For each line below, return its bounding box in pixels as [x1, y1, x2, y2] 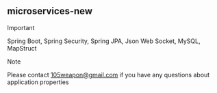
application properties [7, 78, 70, 86]
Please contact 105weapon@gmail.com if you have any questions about [7, 70, 210, 79]
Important [7, 23, 35, 31]
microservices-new [7, 5, 93, 17]
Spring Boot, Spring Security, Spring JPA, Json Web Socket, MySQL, [7, 37, 201, 45]
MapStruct [7, 44, 37, 52]
